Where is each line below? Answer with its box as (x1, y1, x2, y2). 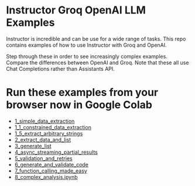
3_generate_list (14, 142, 52, 149)
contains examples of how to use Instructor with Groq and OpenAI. (6, 42, 167, 49)
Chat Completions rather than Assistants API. (6, 65, 115, 72)
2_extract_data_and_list (14, 136, 71, 143)
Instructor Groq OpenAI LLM (6, 4, 146, 17)
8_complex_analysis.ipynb (14, 173, 78, 180)
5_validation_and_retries (14, 154, 73, 161)
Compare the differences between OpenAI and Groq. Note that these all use (6, 59, 189, 66)
